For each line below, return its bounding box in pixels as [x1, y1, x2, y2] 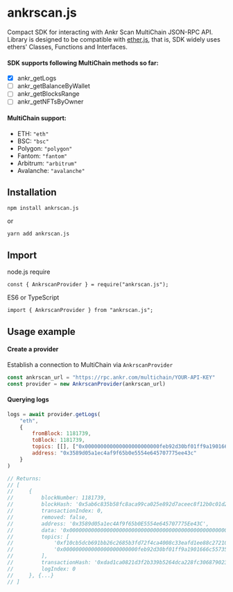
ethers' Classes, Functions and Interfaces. [7, 42, 128, 51]
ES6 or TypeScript [7, 293, 60, 302]
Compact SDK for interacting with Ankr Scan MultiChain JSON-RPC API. [7, 28, 214, 36]
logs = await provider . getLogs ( [7, 411, 101, 418]
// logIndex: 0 [7, 565, 76, 573]
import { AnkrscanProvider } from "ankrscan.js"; [7, 307, 154, 314]
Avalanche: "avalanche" [17, 166, 85, 174]
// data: [7, 527, 58, 534]
